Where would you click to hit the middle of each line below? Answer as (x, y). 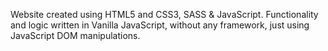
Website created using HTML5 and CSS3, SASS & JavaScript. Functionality (164, 14)
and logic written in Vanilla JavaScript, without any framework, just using (160, 25)
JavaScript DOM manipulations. (75, 35)
